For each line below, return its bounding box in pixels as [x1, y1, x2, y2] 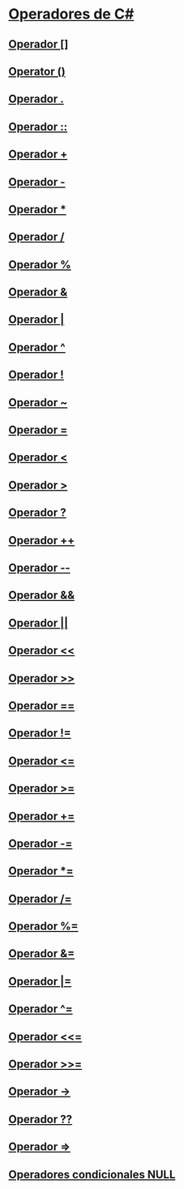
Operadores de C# [8, 5, 135, 24]
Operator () [8, 64, 66, 78]
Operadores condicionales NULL [8, 1167, 176, 1181]
